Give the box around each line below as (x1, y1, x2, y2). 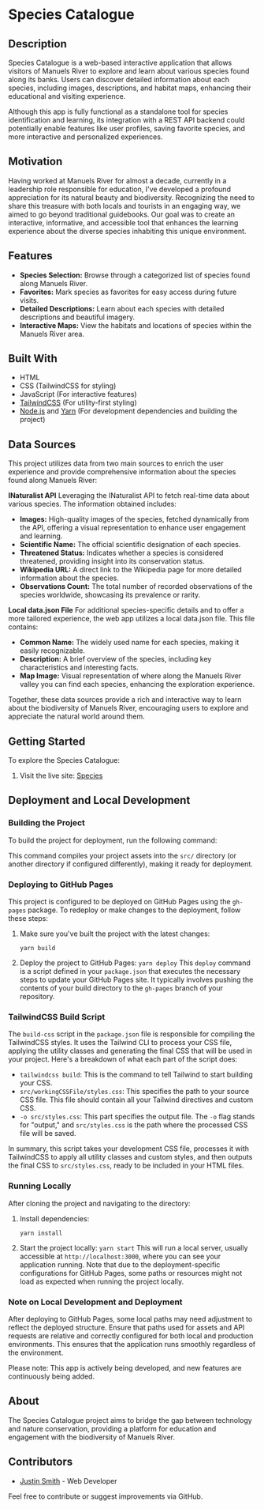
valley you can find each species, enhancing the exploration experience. (19, 680, 255, 689)
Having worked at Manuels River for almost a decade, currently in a (8, 175, 227, 185)
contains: (8, 622, 39, 632)
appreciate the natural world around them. (8, 711, 146, 721)
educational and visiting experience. (8, 92, 126, 100)
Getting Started (8, 734, 86, 748)
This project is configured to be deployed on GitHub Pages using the (8, 897, 231, 907)
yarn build (19, 945, 56, 953)
